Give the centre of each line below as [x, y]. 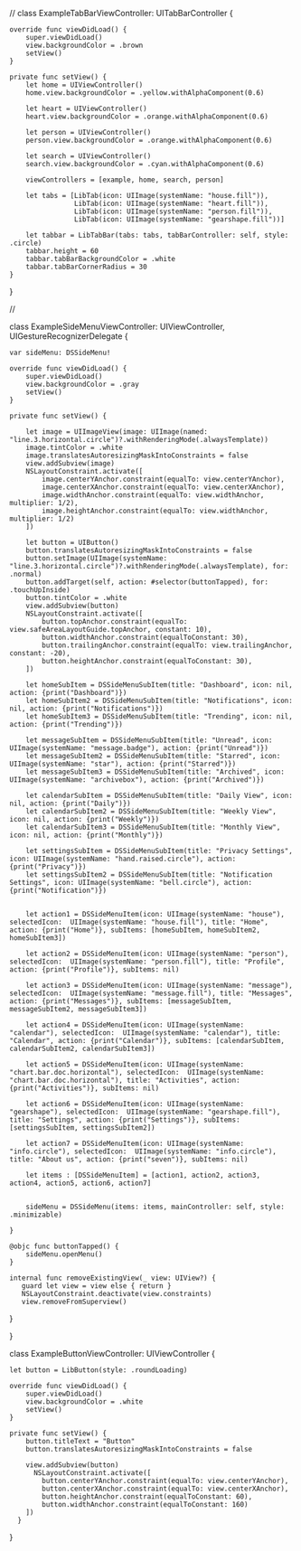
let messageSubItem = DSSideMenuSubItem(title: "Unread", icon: [149, 740]
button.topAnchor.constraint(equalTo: [115, 622]
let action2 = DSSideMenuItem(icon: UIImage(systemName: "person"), [157, 954]
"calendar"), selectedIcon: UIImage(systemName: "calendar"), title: [145, 1033]
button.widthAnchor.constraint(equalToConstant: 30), [145, 637]
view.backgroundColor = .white [85, 1402]
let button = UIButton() [72, 542]
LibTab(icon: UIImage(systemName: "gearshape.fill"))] [179, 220]
